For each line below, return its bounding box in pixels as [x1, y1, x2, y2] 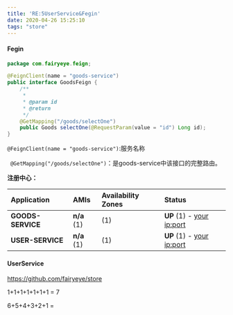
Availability [101, 191, 140, 200]
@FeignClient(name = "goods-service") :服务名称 [7, 144, 146, 153]
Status [164, 195, 187, 205]
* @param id [22, 98, 58, 105]
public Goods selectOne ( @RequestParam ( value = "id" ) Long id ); [19, 124, 207, 131]
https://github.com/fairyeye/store [7, 275, 103, 283]
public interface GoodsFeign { [7, 79, 98, 86]
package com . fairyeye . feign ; [7, 60, 92, 67]
